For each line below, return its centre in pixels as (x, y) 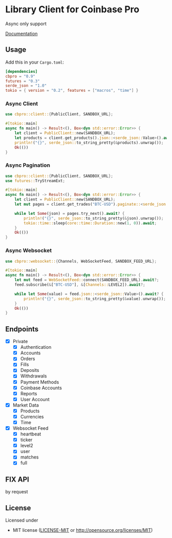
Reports (29, 393)
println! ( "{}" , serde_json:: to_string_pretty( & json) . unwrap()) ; (94, 218)
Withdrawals (34, 376)
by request (17, 492)
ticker (26, 440)
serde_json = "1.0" (26, 86)
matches (29, 457)
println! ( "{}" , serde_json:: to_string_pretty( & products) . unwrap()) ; (89, 143)
